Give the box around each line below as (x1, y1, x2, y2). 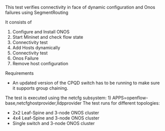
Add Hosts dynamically (12, 45, 60, 50)
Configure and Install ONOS (12, 29, 70, 34)
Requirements (5, 70, 34, 76)
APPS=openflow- (112, 95, 148, 101)
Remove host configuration (12, 61, 68, 66)
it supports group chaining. (12, 85, 68, 91)
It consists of (5, 19, 32, 25)
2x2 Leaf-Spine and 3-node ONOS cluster (12, 110, 99, 116)
